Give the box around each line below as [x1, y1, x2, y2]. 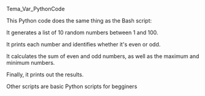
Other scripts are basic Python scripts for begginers [6, 83, 138, 90]
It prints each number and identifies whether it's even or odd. [6, 41, 161, 48]
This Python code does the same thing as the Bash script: [6, 17, 152, 24]
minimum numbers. [6, 59, 55, 66]
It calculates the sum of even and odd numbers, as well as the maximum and [6, 53, 199, 60]
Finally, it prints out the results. [6, 71, 84, 78]
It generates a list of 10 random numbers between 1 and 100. [6, 29, 158, 36]
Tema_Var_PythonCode [6, 6, 65, 12]
